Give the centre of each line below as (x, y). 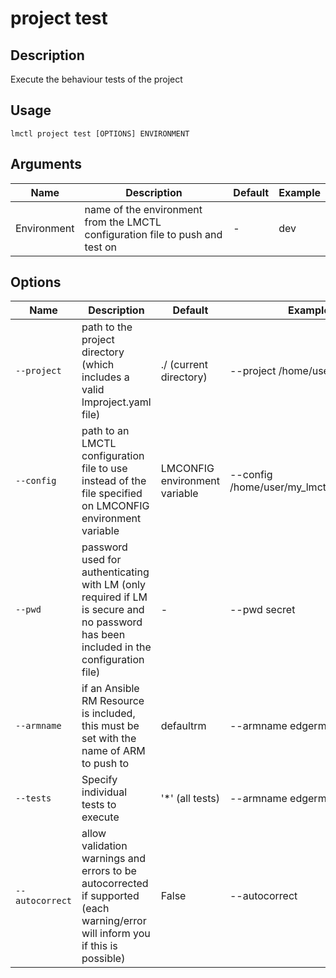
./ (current (184, 365)
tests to (99, 805)
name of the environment (143, 209)
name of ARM (113, 751)
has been (103, 635)
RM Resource (113, 701)
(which (98, 365)
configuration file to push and (153, 234)
